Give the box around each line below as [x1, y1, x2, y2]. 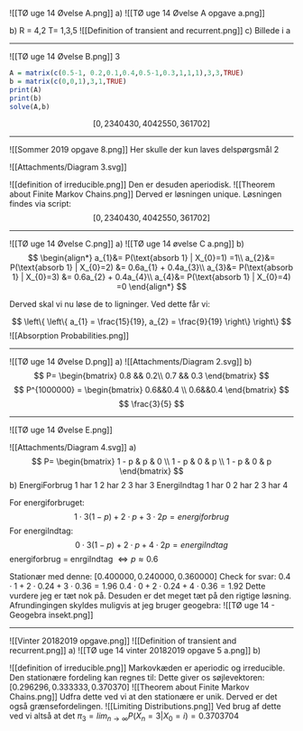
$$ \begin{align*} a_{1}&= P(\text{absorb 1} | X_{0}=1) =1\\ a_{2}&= [27, 253, 276, 264]
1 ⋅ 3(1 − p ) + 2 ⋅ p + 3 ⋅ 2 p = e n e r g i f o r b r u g [73, 512, 230, 523]
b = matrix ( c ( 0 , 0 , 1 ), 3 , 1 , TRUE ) [9, 77, 127, 86]
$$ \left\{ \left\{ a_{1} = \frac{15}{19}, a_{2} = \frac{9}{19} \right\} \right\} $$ [11, 316, 292, 328]
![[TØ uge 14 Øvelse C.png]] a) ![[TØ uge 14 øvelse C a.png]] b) [9, 238, 245, 249]
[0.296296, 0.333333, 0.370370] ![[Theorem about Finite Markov [9, 681, 250, 693]
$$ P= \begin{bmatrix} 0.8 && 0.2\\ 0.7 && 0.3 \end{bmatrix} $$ [33, 370, 270, 382]
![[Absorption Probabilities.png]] [9, 330, 129, 341]
